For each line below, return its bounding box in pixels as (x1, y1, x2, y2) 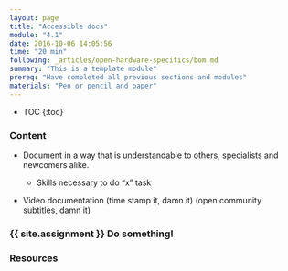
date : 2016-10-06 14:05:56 (9, 38, 112, 48)
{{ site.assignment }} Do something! (9, 227, 174, 240)
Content (9, 129, 48, 141)
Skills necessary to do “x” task (36, 177, 152, 188)
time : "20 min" (9, 47, 68, 57)
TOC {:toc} (22, 106, 64, 117)
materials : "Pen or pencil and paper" (9, 81, 157, 90)
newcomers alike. (22, 159, 90, 170)
